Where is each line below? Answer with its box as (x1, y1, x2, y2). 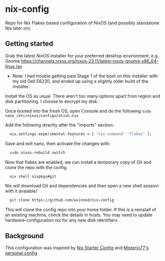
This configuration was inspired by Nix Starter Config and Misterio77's (5, 245, 149, 251)
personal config (5, 250, 38, 256)
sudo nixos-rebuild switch (9, 150, 65, 155)
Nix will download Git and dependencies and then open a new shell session (5, 183, 159, 189)
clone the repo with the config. (5, 164, 68, 170)
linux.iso (5, 63, 22, 69)
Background (5, 232, 44, 240)
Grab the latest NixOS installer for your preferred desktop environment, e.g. (5, 53, 159, 59)
